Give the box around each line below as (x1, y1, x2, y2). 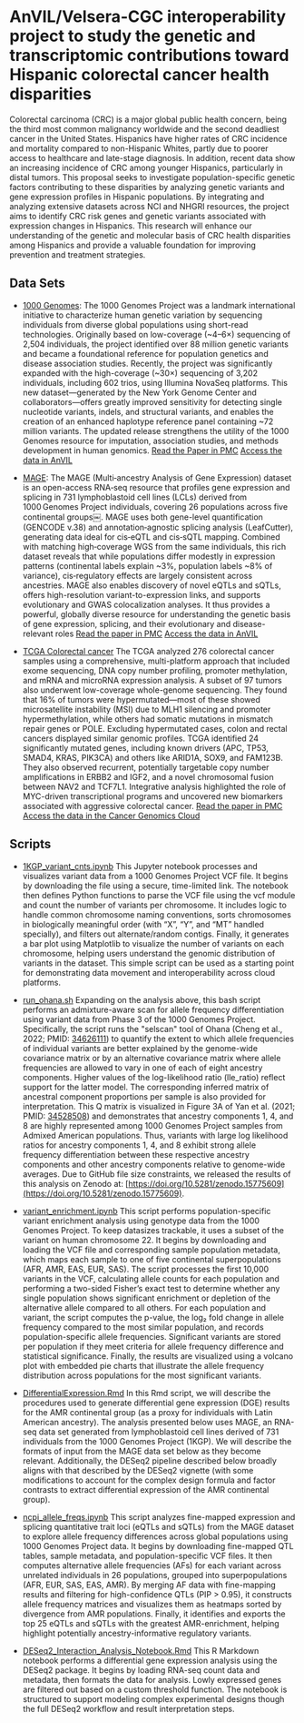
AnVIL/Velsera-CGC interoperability (9, 6, 287, 27)
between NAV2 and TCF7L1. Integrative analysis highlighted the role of (22, 781, 287, 792)
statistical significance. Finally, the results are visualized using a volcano (22, 1350, 293, 1362)
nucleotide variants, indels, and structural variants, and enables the (22, 406, 274, 417)
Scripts (9, 836, 52, 852)
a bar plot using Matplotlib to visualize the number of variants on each (22, 938, 285, 948)
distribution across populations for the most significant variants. (22, 1370, 261, 1381)
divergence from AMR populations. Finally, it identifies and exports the (22, 1608, 286, 1619)
